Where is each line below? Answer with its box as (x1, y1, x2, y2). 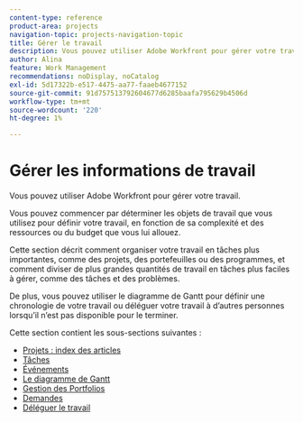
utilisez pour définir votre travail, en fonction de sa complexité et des (9, 217, 264, 228)
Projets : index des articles (22, 344, 122, 356)
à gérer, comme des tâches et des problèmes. (9, 273, 180, 284)
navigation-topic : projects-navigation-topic (9, 30, 183, 39)
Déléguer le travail (22, 402, 91, 413)
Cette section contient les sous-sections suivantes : (9, 327, 202, 338)
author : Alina (9, 55, 63, 64)
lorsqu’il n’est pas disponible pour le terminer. (9, 310, 179, 321)
